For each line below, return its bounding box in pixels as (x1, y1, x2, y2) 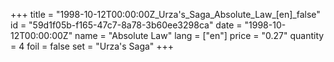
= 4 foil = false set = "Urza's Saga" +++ (10, 40, 175, 52)
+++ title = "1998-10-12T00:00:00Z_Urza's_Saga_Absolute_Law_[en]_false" (10, 9, 321, 20)
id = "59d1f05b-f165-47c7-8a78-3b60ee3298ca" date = (10, 19, 243, 31)
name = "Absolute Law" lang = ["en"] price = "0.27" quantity (74, 30, 325, 41)
